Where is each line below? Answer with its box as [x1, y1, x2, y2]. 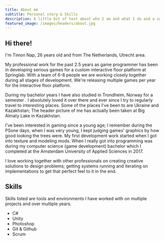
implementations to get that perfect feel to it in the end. [5, 168, 117, 174]
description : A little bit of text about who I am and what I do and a [5, 16, 155, 21]
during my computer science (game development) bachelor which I [5, 143, 141, 149]
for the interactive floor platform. [5, 82, 71, 88]
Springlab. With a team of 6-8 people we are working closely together [5, 72, 146, 78]
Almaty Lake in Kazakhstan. [5, 113, 61, 119]
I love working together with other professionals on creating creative [5, 158, 143, 164]
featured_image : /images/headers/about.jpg [5, 21, 96, 26]
